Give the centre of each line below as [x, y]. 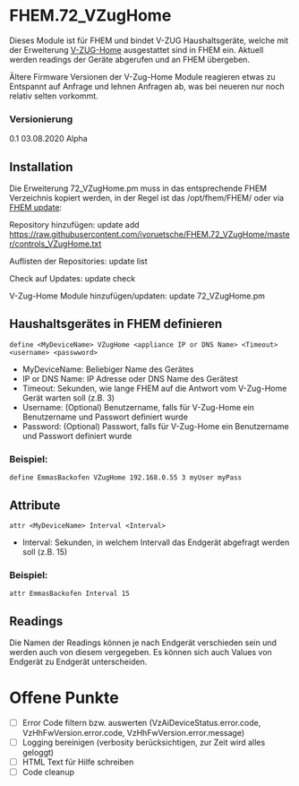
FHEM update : [36, 208]
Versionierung [41, 119]
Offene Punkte [64, 698]
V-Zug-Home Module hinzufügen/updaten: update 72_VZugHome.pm [137, 296]
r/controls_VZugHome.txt [56, 244]
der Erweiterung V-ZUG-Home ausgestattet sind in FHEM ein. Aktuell [137, 49]
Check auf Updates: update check [73, 279]
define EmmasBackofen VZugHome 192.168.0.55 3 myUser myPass [126, 478]
